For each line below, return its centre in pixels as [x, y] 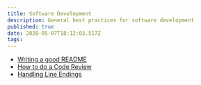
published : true [31, 26]
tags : [15, 40]
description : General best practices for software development [101, 20]
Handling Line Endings [49, 75]
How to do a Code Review [54, 67]
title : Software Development [49, 14]
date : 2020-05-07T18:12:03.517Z [54, 33]
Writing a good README [52, 59]
